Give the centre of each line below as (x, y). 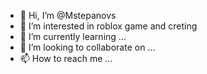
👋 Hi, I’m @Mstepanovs (68, 15)
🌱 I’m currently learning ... (73, 36)
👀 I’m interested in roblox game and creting (108, 26)
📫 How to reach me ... (66, 58)
